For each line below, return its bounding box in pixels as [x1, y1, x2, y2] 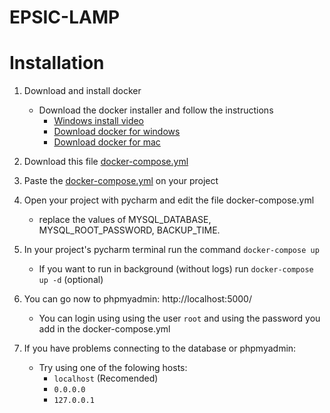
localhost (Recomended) [53, 372, 159, 385]
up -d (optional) [38, 274, 104, 286]
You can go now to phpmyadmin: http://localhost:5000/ [23, 293, 252, 305]
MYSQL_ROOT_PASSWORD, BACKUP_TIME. [38, 224, 221, 236]
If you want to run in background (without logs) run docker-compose [38, 263, 314, 275]
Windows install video [53, 115, 145, 127]
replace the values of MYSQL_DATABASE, [38, 214, 212, 226]
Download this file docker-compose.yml [23, 156, 189, 168]
